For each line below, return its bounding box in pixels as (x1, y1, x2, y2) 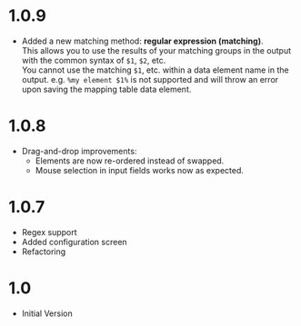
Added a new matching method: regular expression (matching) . (21, 35, 264, 46)
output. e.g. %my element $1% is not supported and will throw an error (21, 74, 279, 84)
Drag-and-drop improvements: (21, 145, 137, 156)
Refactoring (21, 246, 66, 257)
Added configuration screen (21, 236, 128, 247)
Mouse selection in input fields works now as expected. (35, 164, 245, 175)
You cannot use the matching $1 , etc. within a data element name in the (21, 64, 289, 75)
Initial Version (21, 308, 74, 319)
